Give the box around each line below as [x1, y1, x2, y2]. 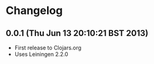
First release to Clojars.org [14, 44, 82, 51]
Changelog [5, 4, 63, 18]
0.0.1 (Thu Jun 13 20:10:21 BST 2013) [5, 28, 148, 38]
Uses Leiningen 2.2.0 [14, 51, 68, 58]
